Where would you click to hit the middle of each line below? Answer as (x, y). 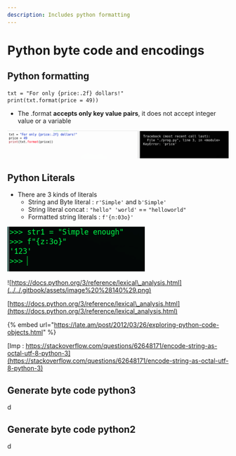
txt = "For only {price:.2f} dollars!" (66, 93)
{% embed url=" (31, 325)
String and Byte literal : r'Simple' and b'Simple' (97, 202)
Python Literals (41, 178)
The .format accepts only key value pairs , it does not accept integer (117, 113)
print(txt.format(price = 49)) (53, 100)
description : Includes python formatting (69, 15)
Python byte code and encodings (106, 50)
